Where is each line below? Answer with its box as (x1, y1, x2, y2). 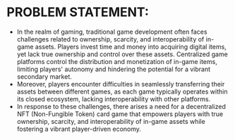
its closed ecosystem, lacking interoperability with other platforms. (16, 94, 211, 103)
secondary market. (16, 72, 72, 81)
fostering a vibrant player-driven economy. (16, 125, 142, 133)
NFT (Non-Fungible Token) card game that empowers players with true (16, 110, 224, 118)
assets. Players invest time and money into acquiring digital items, (35, 42, 227, 51)
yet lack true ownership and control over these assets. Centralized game (16, 50, 229, 58)
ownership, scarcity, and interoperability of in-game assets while (16, 117, 205, 125)
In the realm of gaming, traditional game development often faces (16, 27, 207, 36)
